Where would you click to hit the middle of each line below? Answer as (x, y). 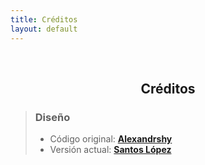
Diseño (52, 117)
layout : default (44, 29)
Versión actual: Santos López (110, 150)
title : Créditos (44, 19)
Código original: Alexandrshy (111, 139)
